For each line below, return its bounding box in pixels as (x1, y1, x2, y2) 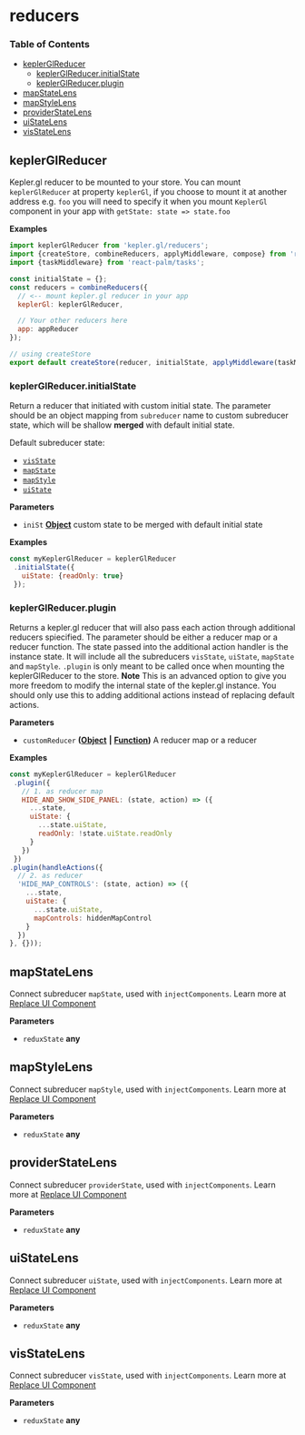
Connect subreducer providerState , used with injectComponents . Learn (9, 1179, 276, 1190)
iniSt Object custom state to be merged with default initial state (22, 520, 263, 531)
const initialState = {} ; (9, 274, 107, 283)
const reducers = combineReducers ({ (9, 283, 148, 292)
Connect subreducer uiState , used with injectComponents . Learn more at (9, 1275, 283, 1286)
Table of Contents (9, 38, 91, 51)
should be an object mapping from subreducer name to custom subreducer (9, 410, 289, 421)
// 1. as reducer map (21, 786, 103, 796)
